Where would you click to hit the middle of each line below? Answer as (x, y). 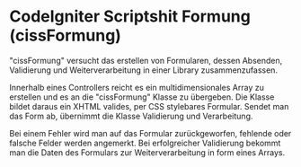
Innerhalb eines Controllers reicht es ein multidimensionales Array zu (137, 87)
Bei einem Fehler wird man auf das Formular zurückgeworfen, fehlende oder (150, 133)
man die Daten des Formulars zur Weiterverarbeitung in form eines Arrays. (147, 152)
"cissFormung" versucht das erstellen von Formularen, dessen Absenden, (146, 60)
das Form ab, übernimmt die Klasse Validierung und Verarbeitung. (131, 116)
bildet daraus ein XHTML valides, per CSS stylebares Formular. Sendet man (149, 106)
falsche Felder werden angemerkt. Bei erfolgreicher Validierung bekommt (145, 143)
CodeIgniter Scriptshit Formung (130, 17)
